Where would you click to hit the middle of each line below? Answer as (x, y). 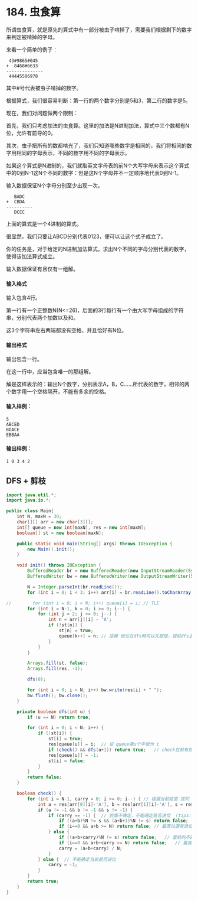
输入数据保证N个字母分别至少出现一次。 (55, 185)
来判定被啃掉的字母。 (32, 37)
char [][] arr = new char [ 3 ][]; (55, 522)
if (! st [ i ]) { (55, 733)
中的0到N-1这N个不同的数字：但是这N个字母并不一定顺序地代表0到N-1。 (94, 173)
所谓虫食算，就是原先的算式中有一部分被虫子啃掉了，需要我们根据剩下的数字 (99, 30)
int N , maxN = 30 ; (39, 517)
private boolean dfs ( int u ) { (54, 712)
